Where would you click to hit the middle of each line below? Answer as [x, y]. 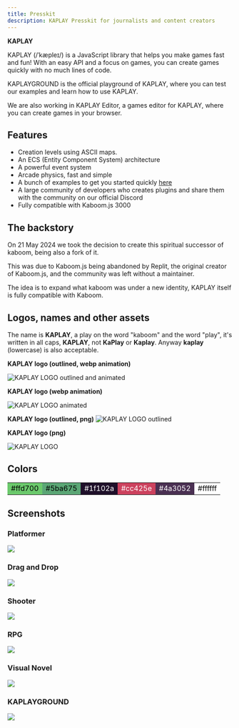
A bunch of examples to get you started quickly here [95, 183]
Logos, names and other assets [78, 318]
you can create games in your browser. [65, 113]
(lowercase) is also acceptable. [53, 349]
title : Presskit [31, 14]
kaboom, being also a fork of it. [53, 252]
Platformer [26, 534]
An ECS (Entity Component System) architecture [89, 160]
